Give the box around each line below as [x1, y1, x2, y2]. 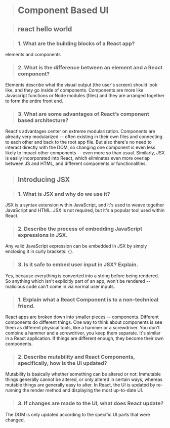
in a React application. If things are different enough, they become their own [5, 335, 164, 341]
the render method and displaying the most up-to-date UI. [22, 387, 143, 394]
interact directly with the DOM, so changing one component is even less [5, 144, 156, 151]
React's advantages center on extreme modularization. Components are [5, 129, 155, 135]
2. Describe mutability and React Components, [17, 353, 135, 360]
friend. [17, 302, 35, 309]
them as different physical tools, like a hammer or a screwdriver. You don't [5, 325, 160, 331]
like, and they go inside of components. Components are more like [5, 87, 144, 93]
